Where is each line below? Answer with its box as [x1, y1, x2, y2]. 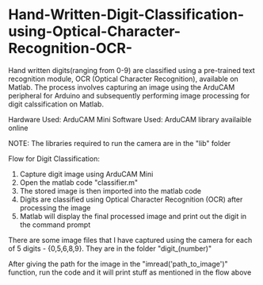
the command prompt [19, 220, 91, 229]
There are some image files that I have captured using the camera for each [8, 235, 253, 245]
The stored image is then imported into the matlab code [19, 186, 202, 195]
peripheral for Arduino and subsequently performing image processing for [8, 91, 250, 100]
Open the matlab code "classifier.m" [19, 177, 139, 187]
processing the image [19, 202, 91, 212]
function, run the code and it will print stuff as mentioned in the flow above [8, 268, 252, 277]
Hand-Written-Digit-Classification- [8, 6, 245, 24]
